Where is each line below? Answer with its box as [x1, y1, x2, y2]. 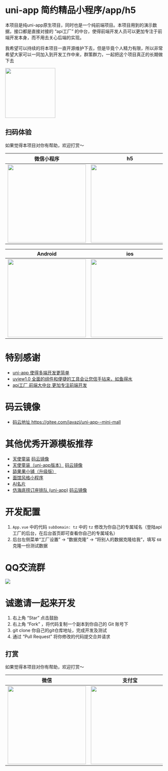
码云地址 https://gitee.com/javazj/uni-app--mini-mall [12, 419, 121, 425]
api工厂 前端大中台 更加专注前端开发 [12, 382, 87, 388]
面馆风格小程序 [12, 474, 43, 480]
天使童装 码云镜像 [12, 456, 49, 462]
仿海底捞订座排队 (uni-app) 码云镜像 [12, 487, 87, 493]
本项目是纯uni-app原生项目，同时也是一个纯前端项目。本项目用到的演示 [5, 22, 153, 28]
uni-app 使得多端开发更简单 [12, 369, 70, 375]
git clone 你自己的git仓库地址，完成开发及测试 [12, 628, 107, 634]
